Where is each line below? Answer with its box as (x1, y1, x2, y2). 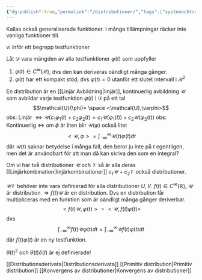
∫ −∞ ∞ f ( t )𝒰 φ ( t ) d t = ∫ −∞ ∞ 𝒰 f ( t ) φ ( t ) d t (58, 224, 144, 234)
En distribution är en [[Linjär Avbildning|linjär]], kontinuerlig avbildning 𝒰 (6, 88, 186, 95)
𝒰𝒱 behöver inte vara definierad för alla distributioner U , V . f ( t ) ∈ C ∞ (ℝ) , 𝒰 (6, 181, 194, 189)
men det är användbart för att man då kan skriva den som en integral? (6, 150, 179, 157)
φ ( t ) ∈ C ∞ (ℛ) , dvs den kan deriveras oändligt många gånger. (14, 67, 167, 75)
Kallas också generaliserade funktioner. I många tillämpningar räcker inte (6, 25, 187, 32)
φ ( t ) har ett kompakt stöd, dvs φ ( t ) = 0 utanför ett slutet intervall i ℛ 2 (14, 75, 186, 83)
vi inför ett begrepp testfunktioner (6, 43, 90, 50)
